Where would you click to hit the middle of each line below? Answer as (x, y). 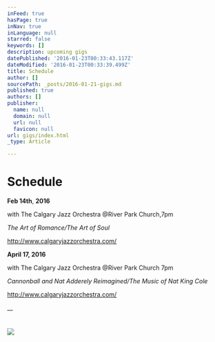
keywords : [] (26, 46)
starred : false (29, 39)
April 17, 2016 (27, 254)
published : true (30, 90)
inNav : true (24, 26)
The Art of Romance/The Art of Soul (59, 228)
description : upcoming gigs (48, 52)
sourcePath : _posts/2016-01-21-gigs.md (64, 84)
